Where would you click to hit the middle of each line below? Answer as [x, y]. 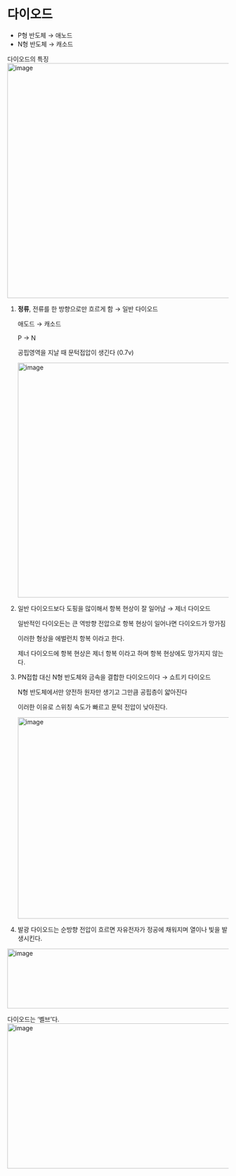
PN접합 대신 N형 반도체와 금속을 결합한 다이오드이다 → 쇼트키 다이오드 [114, 677]
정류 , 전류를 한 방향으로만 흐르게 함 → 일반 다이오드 [88, 309]
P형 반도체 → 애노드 [45, 35]
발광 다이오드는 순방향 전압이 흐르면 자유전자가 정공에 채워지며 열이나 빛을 [119, 929]
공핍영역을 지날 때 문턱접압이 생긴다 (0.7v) [76, 352]
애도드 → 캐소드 [39, 324]
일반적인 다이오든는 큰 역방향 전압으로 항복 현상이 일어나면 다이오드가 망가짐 [122, 623]
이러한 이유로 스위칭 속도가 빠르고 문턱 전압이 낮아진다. [92, 707]
